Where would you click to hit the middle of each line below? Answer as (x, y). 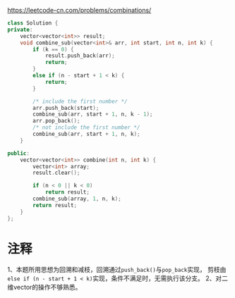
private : (20, 30)
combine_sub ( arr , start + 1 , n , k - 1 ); (93, 114)
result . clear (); (56, 173)
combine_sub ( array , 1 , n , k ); (77, 199)
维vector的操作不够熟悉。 (44, 287)
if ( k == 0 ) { (53, 49)
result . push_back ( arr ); (80, 56)
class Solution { (33, 23)
